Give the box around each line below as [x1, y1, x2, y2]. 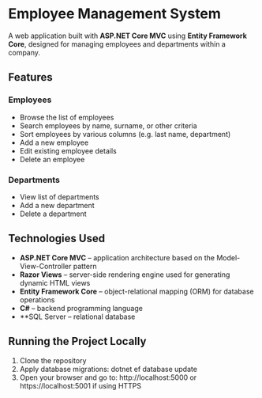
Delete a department [19, 209, 87, 218]
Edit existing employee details [19, 146, 117, 155]
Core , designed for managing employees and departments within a [8, 39, 226, 48]
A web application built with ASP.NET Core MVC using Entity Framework [8, 31, 247, 40]
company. [8, 47, 41, 57]
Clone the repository [19, 355, 87, 365]
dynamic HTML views [19, 278, 91, 287]
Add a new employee [19, 138, 89, 147]
